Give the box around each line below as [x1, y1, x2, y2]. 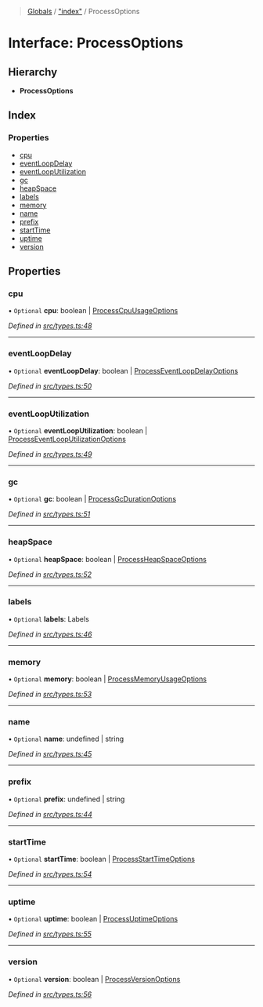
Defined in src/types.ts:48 [8, 321, 92, 330]
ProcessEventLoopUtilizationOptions [8, 434, 127, 443]
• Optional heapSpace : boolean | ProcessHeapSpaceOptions [8, 554, 207, 564]
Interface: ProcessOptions [8, 35, 184, 52]
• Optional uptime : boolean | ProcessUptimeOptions [8, 914, 178, 924]
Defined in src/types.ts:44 [8, 809, 92, 819]
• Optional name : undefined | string [8, 734, 124, 744]
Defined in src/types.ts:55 [8, 929, 92, 939]
